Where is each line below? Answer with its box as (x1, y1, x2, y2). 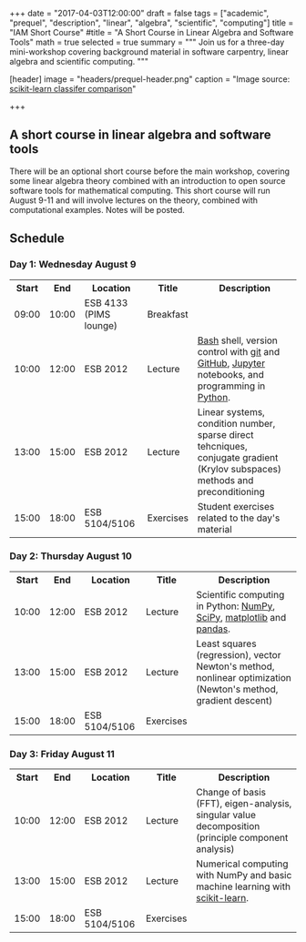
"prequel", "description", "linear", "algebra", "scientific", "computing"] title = (9, 17, 294, 28)
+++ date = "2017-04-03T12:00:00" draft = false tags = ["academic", (9, 8, 270, 18)
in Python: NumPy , (195, 600, 276, 613)
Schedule (9, 231, 66, 247)
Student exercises (197, 500, 275, 512)
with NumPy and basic (195, 869, 292, 882)
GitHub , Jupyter (197, 357, 266, 370)
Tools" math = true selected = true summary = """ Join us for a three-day (9, 36, 285, 47)
